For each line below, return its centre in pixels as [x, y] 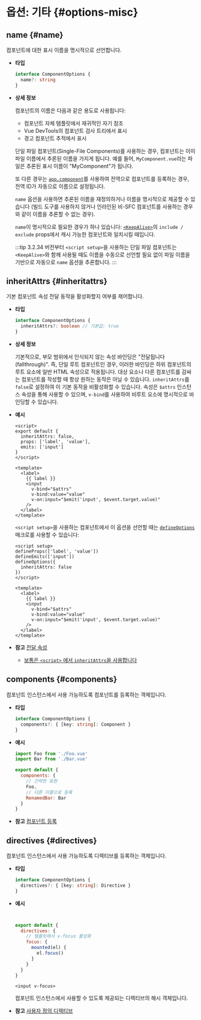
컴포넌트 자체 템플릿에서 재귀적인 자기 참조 [74, 123]
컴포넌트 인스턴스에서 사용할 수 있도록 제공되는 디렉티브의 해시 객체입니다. [101, 998]
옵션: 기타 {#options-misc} [72, 12]
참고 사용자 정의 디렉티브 [44, 1011]
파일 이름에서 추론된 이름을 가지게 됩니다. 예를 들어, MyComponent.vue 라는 [100, 158]
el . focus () [50, 953]
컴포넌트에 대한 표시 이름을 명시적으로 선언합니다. [64, 50]
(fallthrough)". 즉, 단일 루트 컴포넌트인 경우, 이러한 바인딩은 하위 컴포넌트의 [103, 365]
